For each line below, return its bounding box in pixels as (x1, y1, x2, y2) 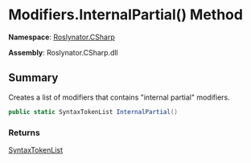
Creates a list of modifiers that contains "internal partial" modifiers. (8, 92, 231, 102)
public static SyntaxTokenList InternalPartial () (8, 108, 179, 116)
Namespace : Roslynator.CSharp (8, 32, 115, 42)
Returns (8, 127, 40, 138)
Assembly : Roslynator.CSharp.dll (8, 47, 118, 57)
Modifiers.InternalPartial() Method (8, 6, 244, 24)
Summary (8, 71, 59, 85)
